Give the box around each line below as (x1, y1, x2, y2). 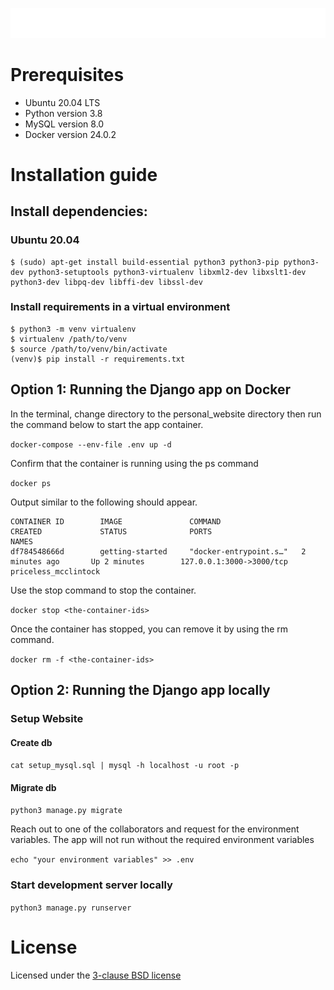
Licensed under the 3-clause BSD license (10, 969, 182, 981)
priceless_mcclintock (10, 566, 101, 577)
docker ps (10, 478, 52, 488)
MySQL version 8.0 (24, 118, 105, 130)
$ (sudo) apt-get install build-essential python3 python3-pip (10, 257, 280, 267)
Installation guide (10, 163, 158, 186)
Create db (10, 736, 53, 748)
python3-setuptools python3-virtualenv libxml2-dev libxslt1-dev (28, 267, 307, 277)
